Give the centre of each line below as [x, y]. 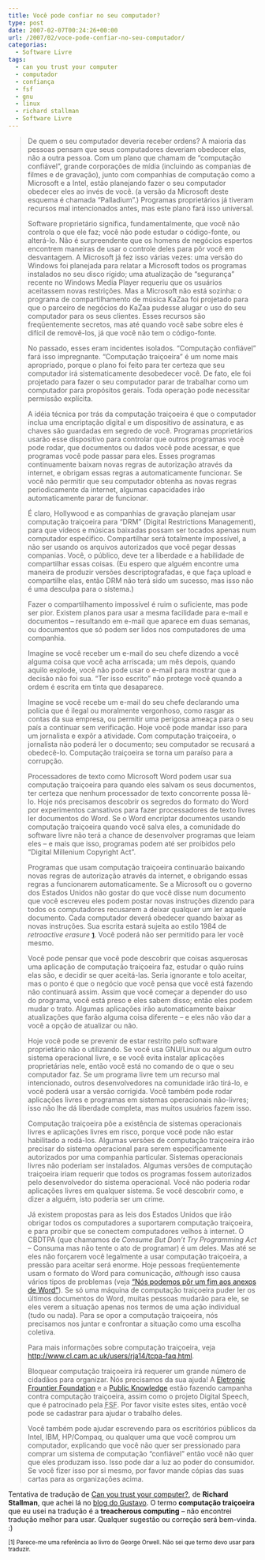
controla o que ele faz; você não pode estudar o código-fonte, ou [134, 232]
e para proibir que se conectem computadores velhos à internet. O [136, 1231]
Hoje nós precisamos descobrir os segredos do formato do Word [143, 801]
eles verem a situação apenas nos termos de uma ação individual [134, 1307]
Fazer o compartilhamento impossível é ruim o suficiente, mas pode [138, 604]
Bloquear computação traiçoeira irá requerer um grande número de [137, 1371]
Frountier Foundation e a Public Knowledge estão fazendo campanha [140, 1388]
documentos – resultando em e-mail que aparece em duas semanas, [139, 621]
